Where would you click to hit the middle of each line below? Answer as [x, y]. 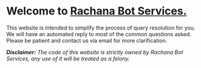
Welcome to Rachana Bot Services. [97, 11]
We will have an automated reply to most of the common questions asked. [99, 34]
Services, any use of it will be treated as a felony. [68, 58]
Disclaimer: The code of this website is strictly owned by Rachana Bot [95, 52]
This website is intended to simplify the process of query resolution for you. [101, 28]
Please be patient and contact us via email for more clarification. [87, 40]
